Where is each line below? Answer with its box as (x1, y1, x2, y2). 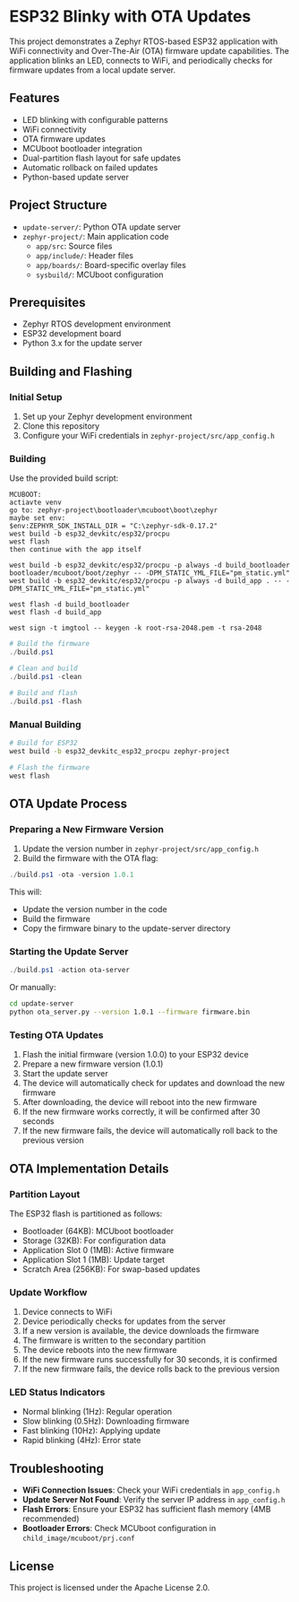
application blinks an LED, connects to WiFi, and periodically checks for (9, 55, 273, 65)
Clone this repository (21, 421, 100, 431)
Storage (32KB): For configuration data (21, 1235, 167, 1246)
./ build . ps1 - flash (9, 697, 82, 706)
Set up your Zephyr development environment (21, 411, 192, 422)
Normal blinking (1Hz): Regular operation (21, 1406, 173, 1417)
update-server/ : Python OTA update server (21, 222, 182, 232)
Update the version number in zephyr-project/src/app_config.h (21, 843, 260, 854)
